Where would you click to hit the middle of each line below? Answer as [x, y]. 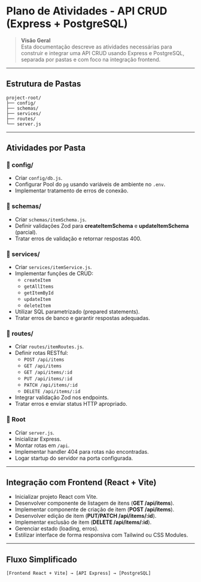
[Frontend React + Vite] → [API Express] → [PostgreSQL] [79, 574]
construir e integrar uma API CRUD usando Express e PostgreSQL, [103, 53]
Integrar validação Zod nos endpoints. [62, 397]
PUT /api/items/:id [48, 379]
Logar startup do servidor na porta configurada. [74, 458]
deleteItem [37, 306]
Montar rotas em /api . [42, 445]
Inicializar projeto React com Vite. [56, 497]
